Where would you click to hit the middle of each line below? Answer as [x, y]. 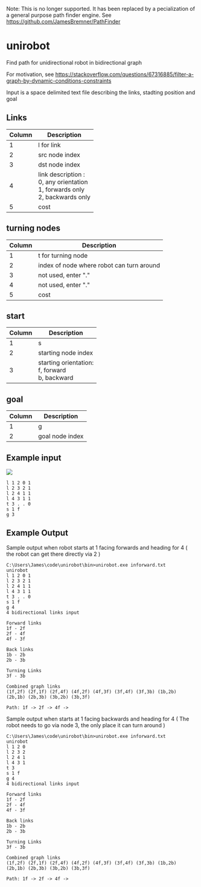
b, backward [56, 378]
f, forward [52, 370]
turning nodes [33, 228]
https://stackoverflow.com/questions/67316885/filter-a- [125, 74]
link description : [62, 174]
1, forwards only [62, 189]
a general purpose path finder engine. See [59, 15]
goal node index [61, 436]
